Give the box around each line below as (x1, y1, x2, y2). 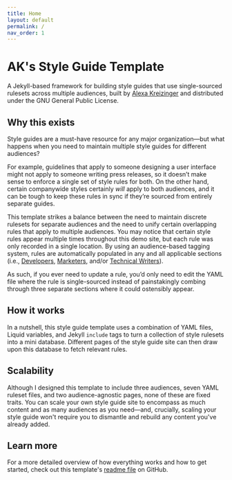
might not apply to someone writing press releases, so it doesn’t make (7, 170, 207, 178)
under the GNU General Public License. (7, 97, 119, 105)
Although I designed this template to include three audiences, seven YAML (7, 383, 220, 392)
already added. (7, 420, 50, 428)
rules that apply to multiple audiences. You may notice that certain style (7, 228, 211, 235)
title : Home (7, 10, 41, 17)
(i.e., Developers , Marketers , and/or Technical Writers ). (7, 257, 164, 265)
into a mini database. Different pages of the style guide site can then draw (7, 337, 218, 346)
